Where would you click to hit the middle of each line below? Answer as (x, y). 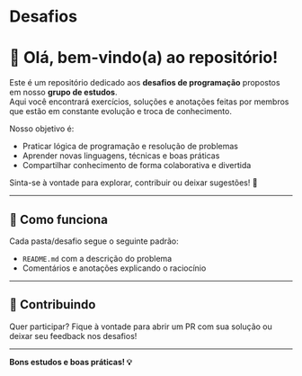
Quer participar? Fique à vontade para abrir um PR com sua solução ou (141, 327)
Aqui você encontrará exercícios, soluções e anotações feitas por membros (149, 102)
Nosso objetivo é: (42, 129)
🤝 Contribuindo (53, 304)
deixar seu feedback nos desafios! (73, 336)
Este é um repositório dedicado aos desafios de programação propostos (145, 83)
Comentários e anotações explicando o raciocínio (114, 268)
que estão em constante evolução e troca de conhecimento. (120, 112)
